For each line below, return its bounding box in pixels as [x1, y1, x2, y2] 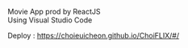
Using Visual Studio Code [7, 15, 93, 25]
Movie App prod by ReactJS [7, 7, 102, 16]
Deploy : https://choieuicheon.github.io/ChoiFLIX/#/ [7, 31, 179, 40]
